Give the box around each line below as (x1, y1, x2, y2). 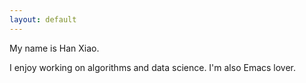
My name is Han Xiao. (9, 42, 100, 54)
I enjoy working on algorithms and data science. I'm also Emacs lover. (9, 61, 297, 73)
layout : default (9, 14, 77, 25)
